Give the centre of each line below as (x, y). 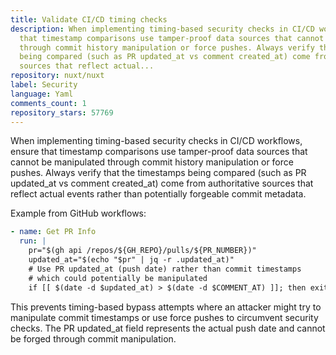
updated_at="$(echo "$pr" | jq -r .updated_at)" (131, 260)
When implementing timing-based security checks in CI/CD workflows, (156, 141)
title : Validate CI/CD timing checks (89, 19)
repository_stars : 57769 (62, 112)
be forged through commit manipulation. (93, 338)
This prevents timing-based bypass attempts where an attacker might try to (166, 307)
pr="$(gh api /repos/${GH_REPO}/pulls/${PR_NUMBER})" (142, 251)
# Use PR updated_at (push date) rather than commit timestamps (165, 269)
